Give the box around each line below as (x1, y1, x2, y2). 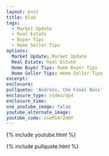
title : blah (6, 14, 36, 20)
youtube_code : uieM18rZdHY (6, 115, 74, 121)
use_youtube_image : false (6, 103, 71, 110)
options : (6, 48, 28, 54)
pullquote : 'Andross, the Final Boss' (6, 87, 103, 93)
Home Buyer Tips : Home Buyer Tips (11, 64, 98, 71)
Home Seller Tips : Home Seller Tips (11, 70, 103, 76)
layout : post (6, 8, 39, 15)
